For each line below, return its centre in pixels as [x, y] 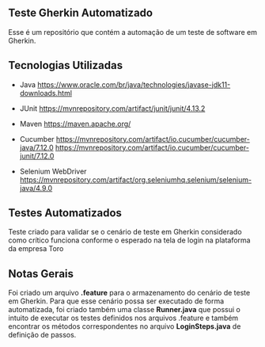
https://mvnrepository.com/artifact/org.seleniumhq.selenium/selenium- [135, 179]
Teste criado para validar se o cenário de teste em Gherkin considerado [125, 232]
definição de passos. [42, 335]
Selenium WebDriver [53, 171]
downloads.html [46, 93]
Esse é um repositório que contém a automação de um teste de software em [132, 32]
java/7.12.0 [36, 147]
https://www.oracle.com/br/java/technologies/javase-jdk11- [134, 84]
